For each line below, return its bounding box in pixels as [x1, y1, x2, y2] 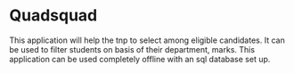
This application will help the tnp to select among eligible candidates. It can [9, 35, 285, 45]
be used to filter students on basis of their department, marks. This [9, 44, 256, 54]
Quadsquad [9, 5, 98, 26]
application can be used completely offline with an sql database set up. [9, 53, 271, 64]
